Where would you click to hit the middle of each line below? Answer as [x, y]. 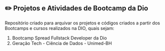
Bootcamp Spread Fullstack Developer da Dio [59, 38]
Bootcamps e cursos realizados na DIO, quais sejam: [59, 28]
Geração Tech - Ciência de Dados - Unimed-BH [62, 43]
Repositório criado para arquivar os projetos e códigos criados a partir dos [82, 23]
